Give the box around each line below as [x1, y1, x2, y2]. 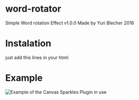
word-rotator [5, 3, 62, 15]
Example [5, 72, 43, 84]
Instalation [5, 38, 51, 49]
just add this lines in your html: [5, 54, 70, 60]
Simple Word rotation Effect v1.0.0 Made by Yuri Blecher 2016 [5, 20, 134, 26]
